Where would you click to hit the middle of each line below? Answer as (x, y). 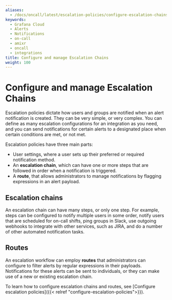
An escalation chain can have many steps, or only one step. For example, (82, 210)
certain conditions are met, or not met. (46, 135)
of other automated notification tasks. (45, 232)
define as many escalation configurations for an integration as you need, (82, 124)
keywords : (16, 19)
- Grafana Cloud (27, 24)
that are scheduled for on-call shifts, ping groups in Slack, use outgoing (81, 221)
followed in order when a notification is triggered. (64, 171)
